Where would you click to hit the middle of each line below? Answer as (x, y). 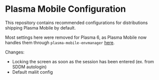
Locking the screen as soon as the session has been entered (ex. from (83, 61)
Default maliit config (32, 72)
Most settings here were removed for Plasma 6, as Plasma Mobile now (76, 37)
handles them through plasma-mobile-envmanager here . (60, 42)
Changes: (15, 52)
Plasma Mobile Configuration (66, 9)
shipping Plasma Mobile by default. (40, 27)
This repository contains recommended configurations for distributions (77, 23)
